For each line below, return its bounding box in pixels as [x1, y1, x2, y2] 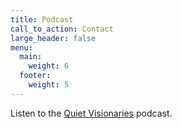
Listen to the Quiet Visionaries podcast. [10, 107, 173, 119]
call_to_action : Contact [10, 24, 114, 34]
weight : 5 [28, 80, 70, 90]
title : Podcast [10, 14, 74, 25]
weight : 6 [28, 61, 70, 71]
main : [19, 52, 43, 62]
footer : [19, 71, 52, 81]
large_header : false [10, 33, 97, 43]
